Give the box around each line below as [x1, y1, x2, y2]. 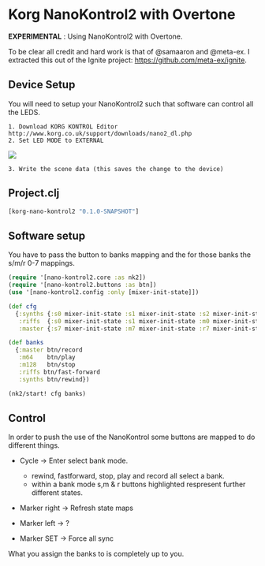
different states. [31, 488, 84, 497]
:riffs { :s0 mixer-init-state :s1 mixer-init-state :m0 [18, 317, 211, 325]
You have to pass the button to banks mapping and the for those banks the [8, 250, 251, 259]
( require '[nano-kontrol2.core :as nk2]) [8, 274, 147, 281]
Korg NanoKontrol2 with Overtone [8, 6, 236, 24]
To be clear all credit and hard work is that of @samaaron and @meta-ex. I [8, 47, 250, 56]
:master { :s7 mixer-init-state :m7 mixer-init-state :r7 [18, 325, 211, 333]
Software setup [8, 229, 86, 242]
